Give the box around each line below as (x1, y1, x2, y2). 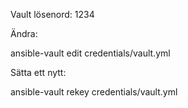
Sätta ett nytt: (10, 67, 67, 78)
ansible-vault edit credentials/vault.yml (10, 47, 171, 59)
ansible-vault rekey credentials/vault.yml (10, 86, 178, 98)
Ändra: (10, 28, 38, 39)
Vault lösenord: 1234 (10, 9, 95, 20)
